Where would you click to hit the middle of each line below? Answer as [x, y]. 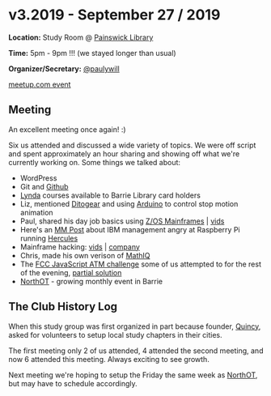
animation [37, 212]
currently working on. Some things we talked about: [94, 162]
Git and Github [44, 186]
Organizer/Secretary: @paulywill [64, 68]
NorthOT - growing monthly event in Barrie [91, 281]
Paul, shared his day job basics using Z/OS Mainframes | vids [122, 221]
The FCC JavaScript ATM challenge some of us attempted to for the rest [140, 264]
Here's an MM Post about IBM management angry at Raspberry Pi [130, 229]
